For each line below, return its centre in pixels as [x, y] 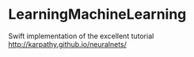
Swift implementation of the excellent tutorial [81, 36]
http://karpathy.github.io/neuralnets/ [67, 44]
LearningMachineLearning [97, 14]
